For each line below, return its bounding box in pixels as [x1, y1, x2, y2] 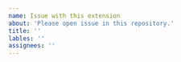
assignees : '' [8, 42, 56, 50]
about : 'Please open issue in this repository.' [8, 19, 175, 27]
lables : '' [8, 34, 45, 43]
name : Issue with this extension [8, 11, 121, 20]
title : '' [8, 27, 42, 35]
